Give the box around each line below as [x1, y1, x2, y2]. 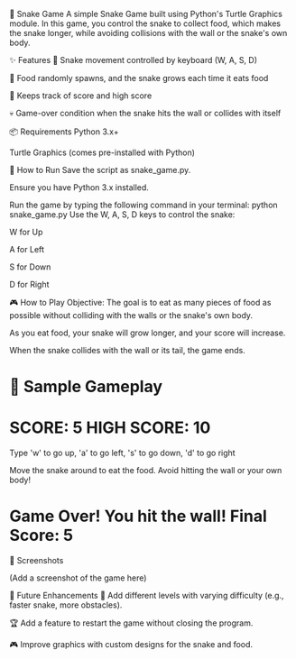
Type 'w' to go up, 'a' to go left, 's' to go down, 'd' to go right [9, 447, 236, 459]
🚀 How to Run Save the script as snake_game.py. [9, 165, 191, 175]
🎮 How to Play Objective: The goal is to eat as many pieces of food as [9, 297, 272, 307]
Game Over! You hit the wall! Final [9, 506, 268, 526]
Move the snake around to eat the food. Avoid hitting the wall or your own [9, 465, 282, 476]
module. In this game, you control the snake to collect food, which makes [9, 18, 282, 29]
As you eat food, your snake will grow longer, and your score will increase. [9, 327, 286, 338]
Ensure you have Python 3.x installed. [9, 182, 149, 193]
